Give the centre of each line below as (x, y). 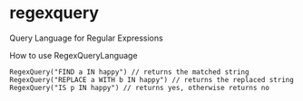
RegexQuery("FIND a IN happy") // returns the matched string (129, 72)
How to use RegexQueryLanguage (73, 55)
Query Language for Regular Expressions (86, 38)
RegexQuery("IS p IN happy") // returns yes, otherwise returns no (140, 87)
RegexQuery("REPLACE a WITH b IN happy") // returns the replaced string (152, 79)
